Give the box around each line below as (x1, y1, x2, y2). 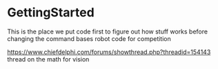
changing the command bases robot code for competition (7, 34, 171, 42)
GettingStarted (7, 5, 95, 20)
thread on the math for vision (7, 55, 90, 63)
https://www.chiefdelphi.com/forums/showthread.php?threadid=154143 (7, 48, 211, 56)
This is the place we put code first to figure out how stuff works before (7, 27, 208, 36)
